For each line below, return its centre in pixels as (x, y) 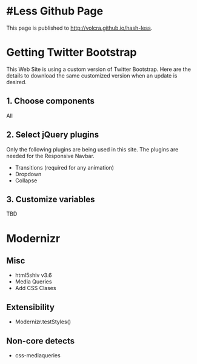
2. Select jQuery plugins (52, 135)
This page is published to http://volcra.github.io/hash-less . (79, 28)
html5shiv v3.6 (34, 275)
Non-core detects (40, 341)
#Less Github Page (55, 11)
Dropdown (28, 174)
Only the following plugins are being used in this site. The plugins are (92, 149)
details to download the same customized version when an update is (92, 75)
